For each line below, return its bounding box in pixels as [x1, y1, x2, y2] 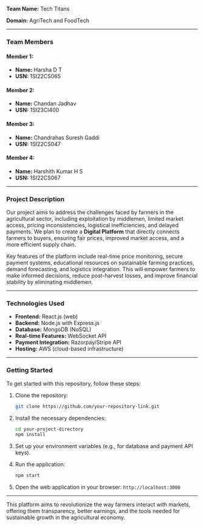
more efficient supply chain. [6, 241, 76, 248]
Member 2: [6, 86, 35, 93]
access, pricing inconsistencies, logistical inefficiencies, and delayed [6, 221, 179, 229]
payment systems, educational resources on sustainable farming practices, [6, 259, 194, 266]
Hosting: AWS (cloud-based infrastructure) [15, 345, 124, 352]
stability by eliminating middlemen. [6, 278, 93, 286]
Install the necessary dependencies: [15, 414, 106, 421]
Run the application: [15, 461, 66, 468]
